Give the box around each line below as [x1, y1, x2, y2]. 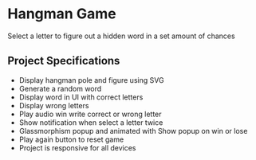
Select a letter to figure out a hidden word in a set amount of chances [7, 31, 236, 41]
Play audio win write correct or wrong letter [18, 109, 162, 119]
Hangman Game [7, 5, 116, 23]
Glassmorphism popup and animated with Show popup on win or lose [18, 126, 248, 135]
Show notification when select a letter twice [18, 117, 163, 127]
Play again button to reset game [18, 135, 124, 144]
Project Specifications [7, 54, 120, 68]
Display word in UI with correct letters [18, 92, 144, 102]
